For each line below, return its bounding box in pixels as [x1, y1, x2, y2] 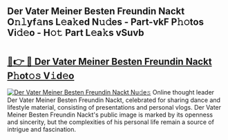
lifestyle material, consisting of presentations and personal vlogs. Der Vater [7, 103, 222, 111]
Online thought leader [152, 88, 215, 96]
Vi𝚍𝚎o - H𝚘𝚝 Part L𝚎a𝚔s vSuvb [7, 27, 144, 39]
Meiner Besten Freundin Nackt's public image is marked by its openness [7, 110, 213, 119]
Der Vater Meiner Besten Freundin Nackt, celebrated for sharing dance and [7, 96, 221, 104]
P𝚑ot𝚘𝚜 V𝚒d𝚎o [7, 70, 75, 81]
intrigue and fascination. [7, 126, 77, 133]
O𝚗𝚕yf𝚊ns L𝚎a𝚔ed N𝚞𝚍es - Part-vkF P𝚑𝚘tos [7, 17, 204, 28]
